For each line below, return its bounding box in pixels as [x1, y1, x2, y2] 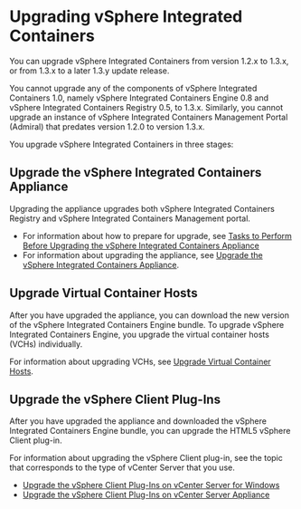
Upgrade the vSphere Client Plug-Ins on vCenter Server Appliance [22, 489, 270, 500]
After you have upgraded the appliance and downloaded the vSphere [9, 416, 267, 427]
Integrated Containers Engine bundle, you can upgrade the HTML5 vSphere [9, 426, 291, 437]
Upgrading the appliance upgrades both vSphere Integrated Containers [9, 203, 276, 214]
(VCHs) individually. [9, 338, 83, 350]
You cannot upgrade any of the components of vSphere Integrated [9, 82, 258, 93]
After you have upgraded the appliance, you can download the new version [9, 310, 289, 321]
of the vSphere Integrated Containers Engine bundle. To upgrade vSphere [9, 319, 285, 330]
